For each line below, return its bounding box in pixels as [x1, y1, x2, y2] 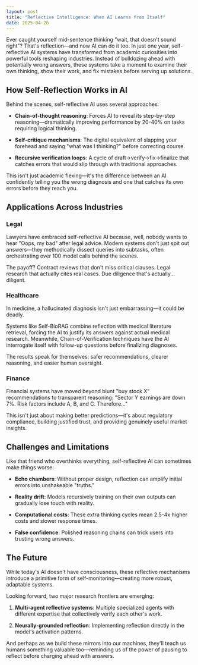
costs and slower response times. [14, 517, 97, 525]
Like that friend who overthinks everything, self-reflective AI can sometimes [6, 457, 191, 465]
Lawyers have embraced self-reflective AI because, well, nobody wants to [6, 233, 188, 240]
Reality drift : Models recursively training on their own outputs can [14, 493, 176, 500]
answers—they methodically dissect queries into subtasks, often [6, 246, 164, 253]
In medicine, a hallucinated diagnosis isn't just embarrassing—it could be [6, 305, 185, 312]
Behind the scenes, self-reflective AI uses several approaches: [6, 101, 159, 108]
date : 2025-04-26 [6, 20, 49, 26]
